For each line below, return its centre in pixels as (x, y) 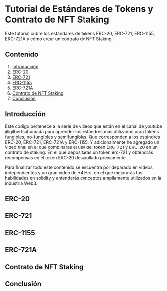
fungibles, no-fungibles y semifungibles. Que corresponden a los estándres (83, 137)
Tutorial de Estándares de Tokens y (79, 9)
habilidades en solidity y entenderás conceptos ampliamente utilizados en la (83, 178)
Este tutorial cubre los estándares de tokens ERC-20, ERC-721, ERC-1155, (80, 33)
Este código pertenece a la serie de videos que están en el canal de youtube (83, 126)
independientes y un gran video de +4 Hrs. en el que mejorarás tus (74, 172)
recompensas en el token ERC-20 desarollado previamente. (66, 157)
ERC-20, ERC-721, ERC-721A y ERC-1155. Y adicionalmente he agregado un (82, 142)
